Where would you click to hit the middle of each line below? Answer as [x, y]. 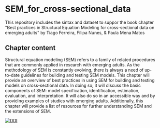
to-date [13, 75]
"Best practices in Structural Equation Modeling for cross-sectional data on [80, 27]
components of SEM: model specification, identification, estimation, [72, 90]
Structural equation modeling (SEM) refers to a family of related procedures [80, 60]
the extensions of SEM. [28, 111]
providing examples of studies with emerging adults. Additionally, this [74, 101]
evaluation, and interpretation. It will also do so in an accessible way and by [80, 96]
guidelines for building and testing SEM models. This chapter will [85, 75]
